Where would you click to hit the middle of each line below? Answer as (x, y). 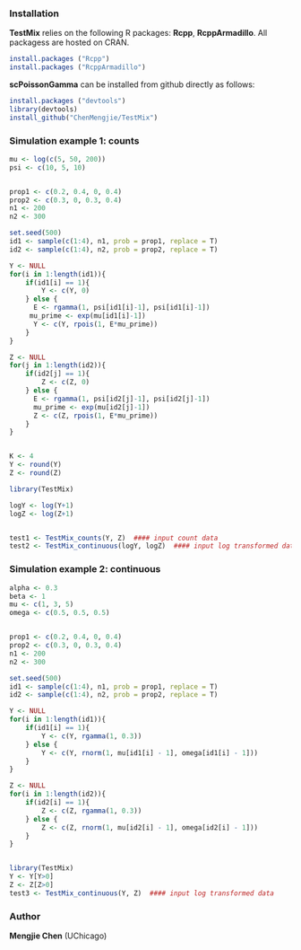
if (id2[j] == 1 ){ (58, 374)
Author (25, 916)
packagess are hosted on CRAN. (69, 42)
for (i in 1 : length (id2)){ (57, 794)
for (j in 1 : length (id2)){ (57, 365)
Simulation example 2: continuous (85, 569)
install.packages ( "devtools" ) (68, 101)
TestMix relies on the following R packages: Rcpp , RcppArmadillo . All (138, 33)
